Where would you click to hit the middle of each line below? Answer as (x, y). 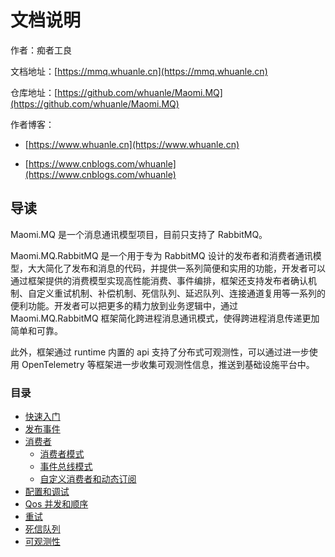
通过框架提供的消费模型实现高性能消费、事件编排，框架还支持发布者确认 (159, 280)
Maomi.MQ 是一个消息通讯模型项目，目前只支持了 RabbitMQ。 (139, 234)
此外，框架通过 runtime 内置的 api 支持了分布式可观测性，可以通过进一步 (160, 352)
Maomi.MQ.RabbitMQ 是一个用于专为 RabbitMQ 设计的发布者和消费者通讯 (161, 255)
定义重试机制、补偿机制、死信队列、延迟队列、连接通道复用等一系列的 (181, 293)
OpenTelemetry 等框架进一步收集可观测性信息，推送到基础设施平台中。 (168, 364)
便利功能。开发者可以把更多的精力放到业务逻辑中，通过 (124, 305)
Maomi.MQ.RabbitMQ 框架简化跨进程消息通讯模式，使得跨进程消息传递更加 (165, 318)
